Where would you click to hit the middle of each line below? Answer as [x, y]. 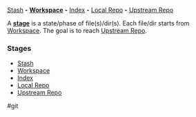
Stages [19, 48]
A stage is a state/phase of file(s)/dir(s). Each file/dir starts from [98, 23]
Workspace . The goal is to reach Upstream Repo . [77, 31]
